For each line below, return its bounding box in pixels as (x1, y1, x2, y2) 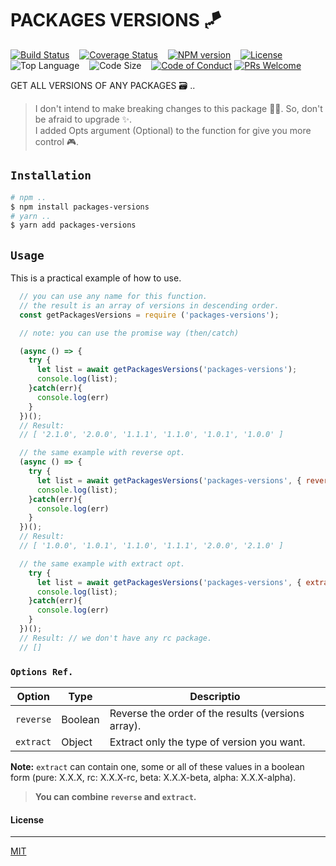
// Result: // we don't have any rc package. (19, 633, 213, 643)
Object (61, 735, 93, 749)
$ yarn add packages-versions (10, 220, 137, 231)
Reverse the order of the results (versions (109, 706, 305, 720)
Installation (10, 168, 92, 183)
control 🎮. (34, 135, 80, 147)
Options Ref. (10, 666, 74, 677)
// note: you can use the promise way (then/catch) (19, 328, 240, 338)
